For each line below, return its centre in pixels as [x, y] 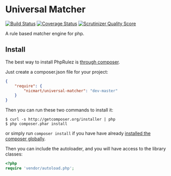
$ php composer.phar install [36, 124]
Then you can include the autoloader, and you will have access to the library [86, 149]
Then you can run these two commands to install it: [59, 110]
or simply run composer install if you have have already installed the [78, 134]
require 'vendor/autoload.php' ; [40, 168]
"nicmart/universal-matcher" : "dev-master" [71, 91]
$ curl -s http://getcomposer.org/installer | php [60, 119]
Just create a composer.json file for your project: [57, 72]
